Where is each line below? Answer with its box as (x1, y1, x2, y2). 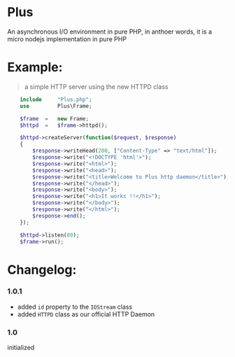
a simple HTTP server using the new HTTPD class (24, 82, 169, 91)
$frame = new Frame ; (20, 115, 90, 122)
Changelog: (7, 262, 77, 277)
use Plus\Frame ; (20, 102, 92, 109)
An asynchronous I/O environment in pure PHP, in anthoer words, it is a (7, 27, 212, 36)
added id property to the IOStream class (17, 302, 133, 311)
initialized (7, 344, 35, 352)
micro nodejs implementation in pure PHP (7, 34, 127, 43)
